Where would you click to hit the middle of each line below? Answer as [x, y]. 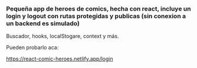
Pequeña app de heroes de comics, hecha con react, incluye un [98, 9]
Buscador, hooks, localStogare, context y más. [63, 36]
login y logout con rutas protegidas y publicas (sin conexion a [96, 16]
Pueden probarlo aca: [32, 47]
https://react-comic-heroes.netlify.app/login [60, 59]
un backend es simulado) [43, 23]
